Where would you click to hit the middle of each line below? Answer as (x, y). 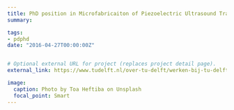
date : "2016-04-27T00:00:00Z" (51, 46)
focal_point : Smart (42, 95)
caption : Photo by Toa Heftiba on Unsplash (77, 89)
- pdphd (18, 39)
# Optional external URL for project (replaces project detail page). (112, 64)
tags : (15, 33)
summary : (20, 20)
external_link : (29, 71)
